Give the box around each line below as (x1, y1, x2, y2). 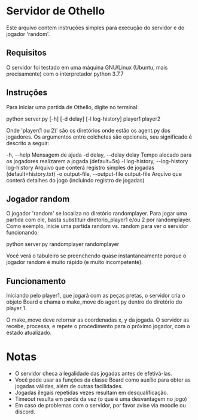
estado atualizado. (6, 329, 52, 337)
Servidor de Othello (6, 4, 105, 18)
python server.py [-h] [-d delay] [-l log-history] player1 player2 (6, 115, 161, 122)
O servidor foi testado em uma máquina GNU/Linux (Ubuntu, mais (6, 64, 168, 71)
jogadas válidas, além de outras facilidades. (14, 383, 123, 390)
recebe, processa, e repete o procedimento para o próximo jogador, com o (6, 323, 190, 330)
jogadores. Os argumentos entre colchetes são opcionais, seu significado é (6, 133, 193, 140)
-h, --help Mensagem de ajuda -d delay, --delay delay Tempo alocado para (6, 151, 192, 158)
